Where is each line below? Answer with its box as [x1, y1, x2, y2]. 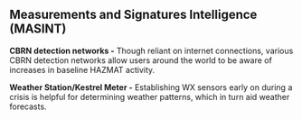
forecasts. [9, 101, 47, 112]
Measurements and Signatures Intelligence [9, 7, 258, 23]
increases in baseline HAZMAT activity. [9, 64, 156, 75]
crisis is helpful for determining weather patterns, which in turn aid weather [9, 91, 290, 102]
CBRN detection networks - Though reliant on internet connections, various [9, 45, 294, 56]
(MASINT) [9, 22, 67, 37]
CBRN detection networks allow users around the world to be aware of [9, 54, 273, 66]
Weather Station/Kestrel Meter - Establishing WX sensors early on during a [9, 81, 293, 93]
